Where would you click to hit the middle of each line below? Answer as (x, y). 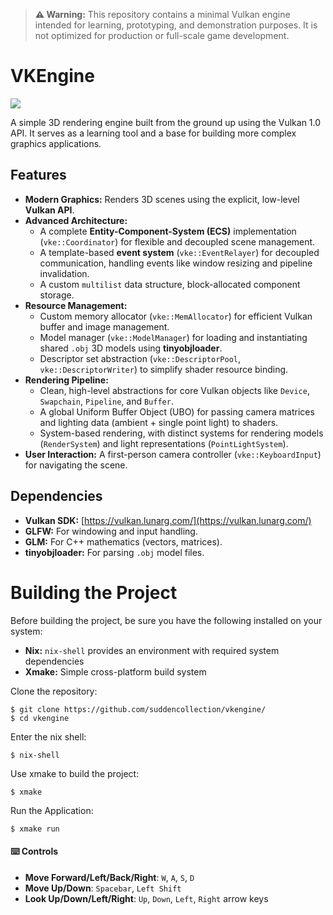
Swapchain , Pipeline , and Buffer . (106, 401)
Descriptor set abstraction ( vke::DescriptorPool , (140, 358)
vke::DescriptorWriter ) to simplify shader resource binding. (164, 369)
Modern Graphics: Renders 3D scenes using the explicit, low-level (162, 199)
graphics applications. (56, 143)
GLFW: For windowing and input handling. (111, 531)
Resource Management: (76, 305)
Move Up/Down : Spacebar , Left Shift (103, 888)
